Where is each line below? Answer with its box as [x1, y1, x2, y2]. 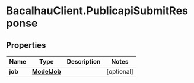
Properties [6, 40, 46, 50]
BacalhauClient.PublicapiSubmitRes [6, 4, 189, 18]
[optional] [106, 68, 133, 75]
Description [66, 58, 101, 65]
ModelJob [31, 68, 61, 75]
